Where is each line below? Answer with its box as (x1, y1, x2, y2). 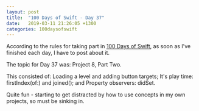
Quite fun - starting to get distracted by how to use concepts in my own (6, 91, 186, 98)
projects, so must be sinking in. (6, 98, 85, 105)
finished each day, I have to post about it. (6, 49, 110, 57)
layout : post (6, 9, 40, 15)
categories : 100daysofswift (6, 26, 78, 32)
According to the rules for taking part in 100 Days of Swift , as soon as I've (6, 43, 191, 50)
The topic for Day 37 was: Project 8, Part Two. (6, 61, 122, 68)
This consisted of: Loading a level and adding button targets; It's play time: (6, 73, 194, 80)
